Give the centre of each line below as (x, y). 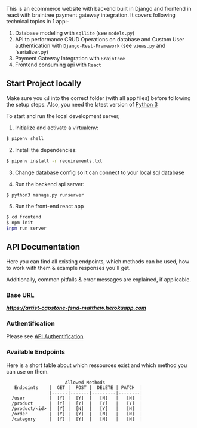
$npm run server (26, 229)
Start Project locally (44, 84)
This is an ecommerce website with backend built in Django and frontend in (99, 9)
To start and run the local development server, (63, 116)
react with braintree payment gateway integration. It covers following (91, 15)
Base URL (20, 295)
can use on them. (27, 371)
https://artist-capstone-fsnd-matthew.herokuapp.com (76, 308)
